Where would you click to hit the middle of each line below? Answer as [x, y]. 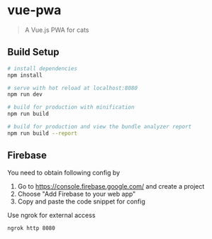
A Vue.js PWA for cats [57, 30]
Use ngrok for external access [51, 215]
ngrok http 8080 [31, 228]
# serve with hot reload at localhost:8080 [73, 88]
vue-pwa [34, 10]
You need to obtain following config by [64, 172]
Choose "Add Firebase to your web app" [77, 194]
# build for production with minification [71, 107]
